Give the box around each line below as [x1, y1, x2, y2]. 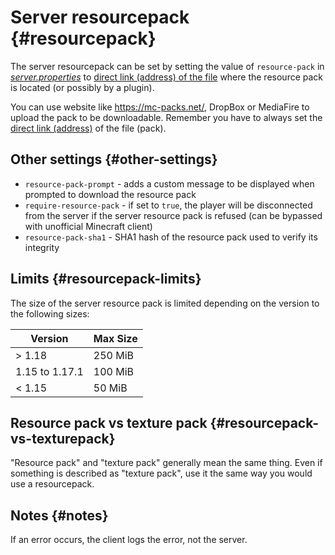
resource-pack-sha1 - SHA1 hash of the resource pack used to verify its [24, 231, 318, 243]
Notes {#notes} [10, 507, 109, 524]
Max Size [93, 331, 138, 345]
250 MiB [93, 348, 134, 362]
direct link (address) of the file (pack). [10, 122, 167, 134]
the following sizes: [10, 307, 90, 320]
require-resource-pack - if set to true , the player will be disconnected [24, 199, 313, 211]
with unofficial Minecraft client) [24, 220, 153, 232]
